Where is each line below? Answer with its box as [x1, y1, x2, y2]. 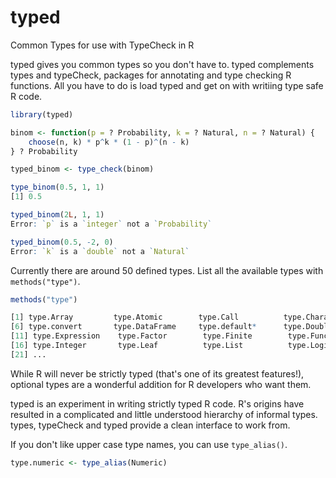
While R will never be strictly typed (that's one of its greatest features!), [10, 367, 305, 380]
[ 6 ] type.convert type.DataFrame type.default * [10, 322, 257, 332]
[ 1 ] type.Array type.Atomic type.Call [10, 312, 240, 323]
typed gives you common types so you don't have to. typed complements [10, 58, 315, 70]
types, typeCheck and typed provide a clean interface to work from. [10, 419, 291, 431]
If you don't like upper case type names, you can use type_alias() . [10, 438, 288, 450]
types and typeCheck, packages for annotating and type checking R [10, 69, 292, 81]
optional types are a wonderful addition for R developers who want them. [10, 378, 312, 390]
